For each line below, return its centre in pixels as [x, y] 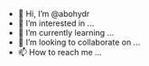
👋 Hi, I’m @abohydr [54, 14]
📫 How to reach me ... [60, 52]
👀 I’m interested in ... [56, 23]
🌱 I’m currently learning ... [66, 33]
